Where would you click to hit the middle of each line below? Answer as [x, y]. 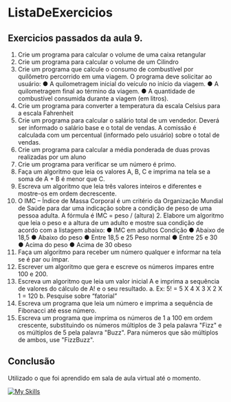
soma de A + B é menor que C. [61, 179]
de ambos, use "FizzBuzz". [56, 340]
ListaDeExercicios [60, 13]
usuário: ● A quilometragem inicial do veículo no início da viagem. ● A [118, 84]
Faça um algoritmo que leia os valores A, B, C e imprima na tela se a [114, 171]
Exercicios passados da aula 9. [75, 38]
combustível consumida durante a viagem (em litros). [93, 98]
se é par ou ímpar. [43, 259]
